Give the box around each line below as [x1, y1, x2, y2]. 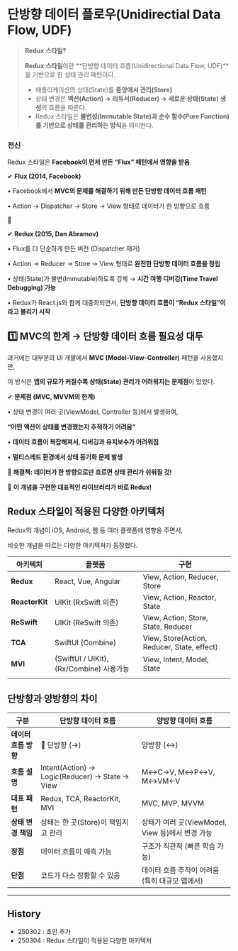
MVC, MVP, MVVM [141, 798, 204, 808]
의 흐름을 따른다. [41, 103, 87, 111]
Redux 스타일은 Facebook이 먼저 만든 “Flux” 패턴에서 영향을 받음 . [7, 158, 192, 167]
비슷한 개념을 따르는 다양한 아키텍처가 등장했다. [7, 541, 138, 549]
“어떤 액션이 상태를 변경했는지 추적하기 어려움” [7, 423, 136, 431]
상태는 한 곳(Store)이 [40, 817, 108, 827]
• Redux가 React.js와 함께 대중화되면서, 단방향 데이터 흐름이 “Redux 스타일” [7, 299, 221, 307]
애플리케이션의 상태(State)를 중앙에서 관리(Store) [35, 85, 173, 94]
